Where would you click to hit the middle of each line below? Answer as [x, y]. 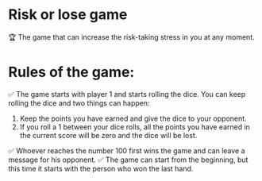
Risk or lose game [68, 15]
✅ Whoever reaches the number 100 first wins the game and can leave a [127, 150]
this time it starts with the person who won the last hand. [101, 168]
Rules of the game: [71, 72]
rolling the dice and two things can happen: [79, 103]
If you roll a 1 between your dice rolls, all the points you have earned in [135, 127]
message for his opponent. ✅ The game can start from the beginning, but [128, 160]
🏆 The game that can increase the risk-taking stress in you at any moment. [132, 37]
